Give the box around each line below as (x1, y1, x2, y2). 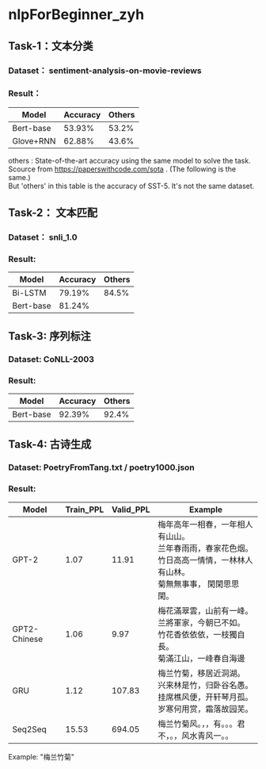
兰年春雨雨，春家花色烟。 (158, 542, 253, 553)
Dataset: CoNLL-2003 (8, 353, 95, 364)
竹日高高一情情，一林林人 (158, 554, 253, 565)
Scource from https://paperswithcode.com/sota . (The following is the (8, 164, 236, 174)
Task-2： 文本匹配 (8, 206, 97, 220)
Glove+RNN (12, 135, 56, 146)
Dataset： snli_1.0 (8, 232, 78, 243)
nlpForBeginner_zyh (8, 6, 145, 24)
